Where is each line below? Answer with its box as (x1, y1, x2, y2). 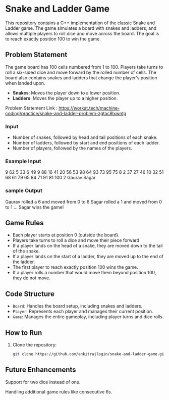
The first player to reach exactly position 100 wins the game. (12, 264, 138, 270)
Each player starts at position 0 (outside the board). (12, 232, 120, 238)
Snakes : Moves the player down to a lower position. (12, 89, 121, 96)
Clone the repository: (12, 342, 57, 348)
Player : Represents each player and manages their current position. (12, 309, 153, 315)
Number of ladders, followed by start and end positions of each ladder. (12, 140, 160, 146)
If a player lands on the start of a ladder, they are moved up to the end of (12, 254, 164, 260)
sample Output (5, 187, 43, 194)
